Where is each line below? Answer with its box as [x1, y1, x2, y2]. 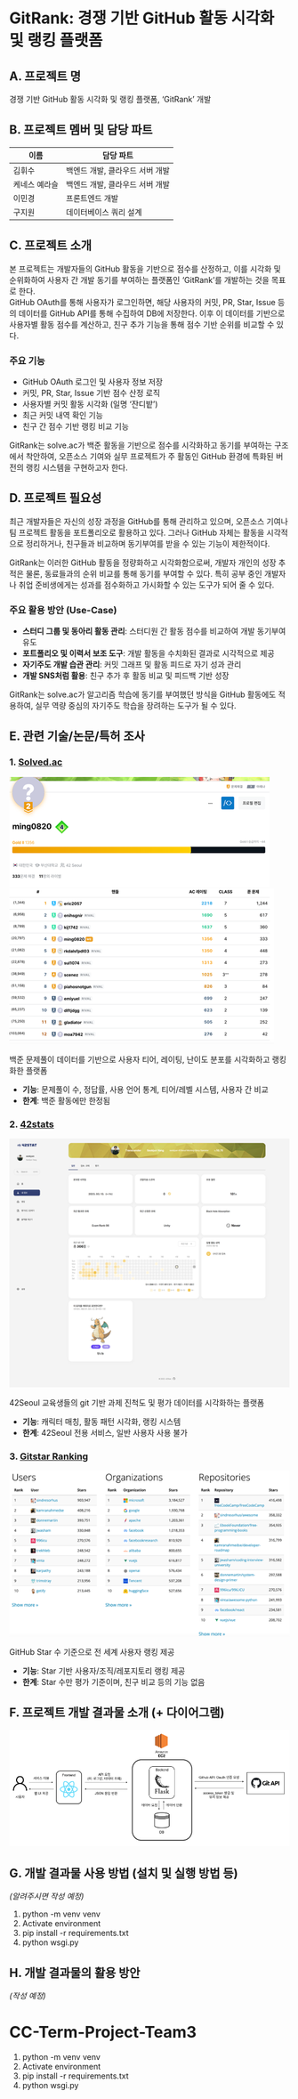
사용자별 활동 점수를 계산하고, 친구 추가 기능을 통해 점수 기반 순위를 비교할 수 [9, 319, 275, 329]
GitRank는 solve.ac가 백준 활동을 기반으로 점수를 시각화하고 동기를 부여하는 [9, 440, 273, 450]
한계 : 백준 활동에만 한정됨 [21, 1095, 111, 1106]
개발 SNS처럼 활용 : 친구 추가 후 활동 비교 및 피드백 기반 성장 [21, 670, 230, 681]
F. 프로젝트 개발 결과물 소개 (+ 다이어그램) [9, 1706, 225, 1721]
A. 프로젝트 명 [9, 69, 82, 84]
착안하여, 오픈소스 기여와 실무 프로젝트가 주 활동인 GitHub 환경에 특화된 [25, 450, 274, 461]
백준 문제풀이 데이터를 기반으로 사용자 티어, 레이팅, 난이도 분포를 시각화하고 [9, 1054, 270, 1065]
